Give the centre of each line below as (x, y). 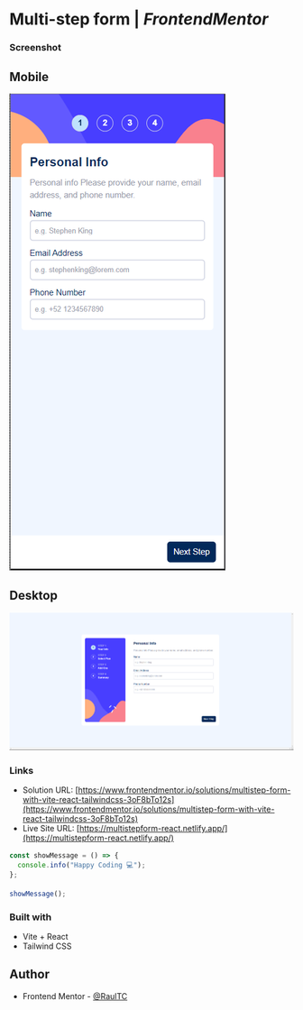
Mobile (29, 77)
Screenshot (35, 48)
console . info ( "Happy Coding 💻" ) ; (82, 866)
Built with (31, 917)
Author (29, 974)
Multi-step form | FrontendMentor (139, 19)
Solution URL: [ (50, 790)
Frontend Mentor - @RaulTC (75, 996)
